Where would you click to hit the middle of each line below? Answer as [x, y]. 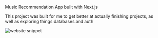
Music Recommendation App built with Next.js [51, 7]
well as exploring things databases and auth [49, 21]
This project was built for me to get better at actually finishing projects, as [79, 16]
